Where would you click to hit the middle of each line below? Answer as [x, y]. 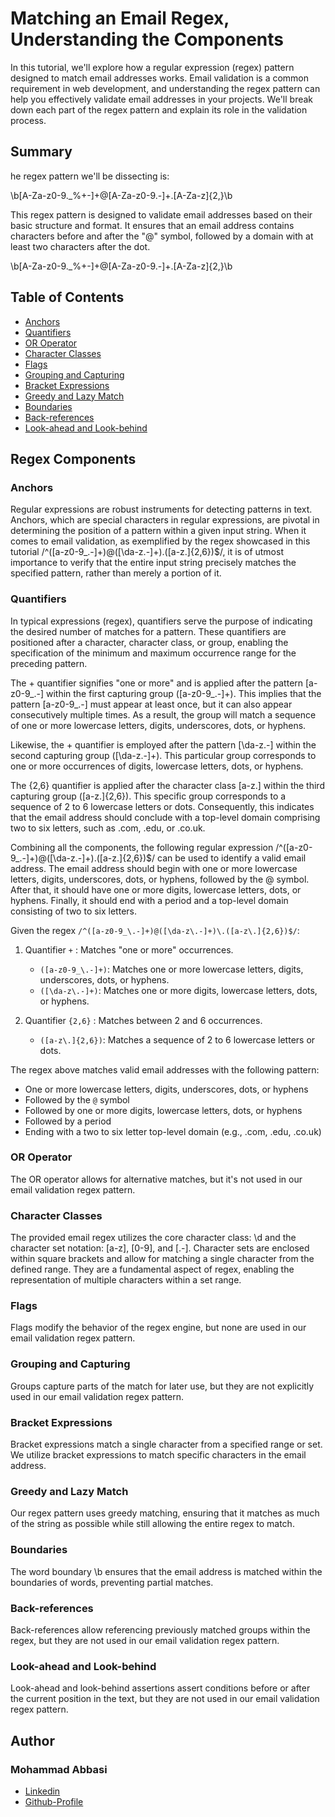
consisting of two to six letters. [74, 911]
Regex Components [73, 458]
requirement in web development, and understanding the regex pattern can [165, 88]
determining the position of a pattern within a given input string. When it [158, 531]
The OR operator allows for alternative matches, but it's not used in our [156, 1179]
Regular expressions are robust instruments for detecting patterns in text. [161, 509]
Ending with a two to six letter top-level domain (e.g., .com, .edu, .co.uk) [173, 1131]
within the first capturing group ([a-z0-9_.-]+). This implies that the [183, 693]
